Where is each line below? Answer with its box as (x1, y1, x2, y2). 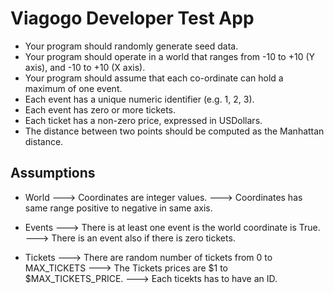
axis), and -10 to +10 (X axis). (24, 61, 146, 73)
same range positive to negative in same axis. (24, 202, 213, 214)
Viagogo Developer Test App (10, 7, 255, 30)
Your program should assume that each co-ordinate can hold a (24, 72, 284, 84)
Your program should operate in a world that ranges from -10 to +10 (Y (24, 50, 316, 62)
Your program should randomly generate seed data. (24, 40, 239, 52)
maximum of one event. (24, 82, 123, 94)
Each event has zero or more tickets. (24, 103, 177, 116)
